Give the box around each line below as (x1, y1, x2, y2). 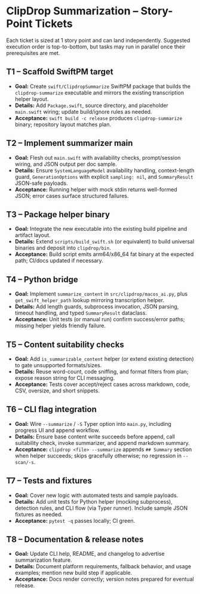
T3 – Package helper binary (6, 209, 110, 220)
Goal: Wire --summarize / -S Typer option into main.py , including (14, 420, 172, 427)
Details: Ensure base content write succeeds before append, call (14, 432, 175, 440)
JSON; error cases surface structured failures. (14, 192, 130, 199)
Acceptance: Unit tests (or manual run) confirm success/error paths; (14, 316, 185, 323)
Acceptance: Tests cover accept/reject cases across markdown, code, (14, 381, 190, 388)
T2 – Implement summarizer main (6, 138, 133, 148)
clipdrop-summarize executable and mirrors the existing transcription (14, 89, 184, 96)
